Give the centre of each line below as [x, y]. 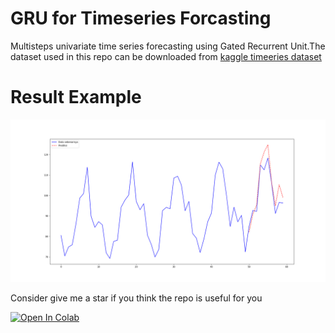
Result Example [76, 97]
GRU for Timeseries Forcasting [141, 18]
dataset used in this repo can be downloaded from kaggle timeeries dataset [166, 56]
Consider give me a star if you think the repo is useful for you [136, 298]
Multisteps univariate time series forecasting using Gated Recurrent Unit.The [168, 46]
